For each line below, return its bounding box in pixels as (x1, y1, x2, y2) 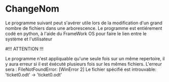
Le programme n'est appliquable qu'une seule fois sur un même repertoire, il (5, 55, 165, 61)
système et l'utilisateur (5, 36, 53, 42)
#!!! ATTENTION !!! (5, 46, 44, 52)
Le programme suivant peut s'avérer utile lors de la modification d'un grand (5, 20, 163, 26)
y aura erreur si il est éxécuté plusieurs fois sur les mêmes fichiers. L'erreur (5, 61, 162, 67)
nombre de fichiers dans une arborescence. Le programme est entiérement (5, 25, 162, 31)
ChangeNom (5, 3, 60, 15)
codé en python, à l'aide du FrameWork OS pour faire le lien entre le (5, 30, 147, 36)
